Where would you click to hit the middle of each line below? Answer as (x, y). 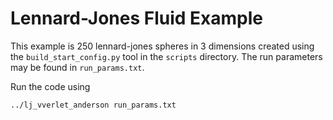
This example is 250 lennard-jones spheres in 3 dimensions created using (162, 46)
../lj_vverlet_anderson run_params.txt (93, 105)
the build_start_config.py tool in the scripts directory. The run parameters (166, 56)
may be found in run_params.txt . (77, 67)
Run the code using (50, 86)
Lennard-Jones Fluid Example (137, 18)
